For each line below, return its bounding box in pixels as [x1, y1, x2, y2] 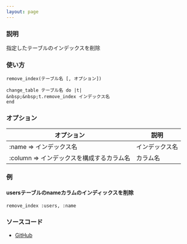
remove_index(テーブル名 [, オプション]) [6, 76, 102, 82]
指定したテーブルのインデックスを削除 [6, 44, 101, 51]
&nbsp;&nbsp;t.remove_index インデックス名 [6, 94, 110, 100]
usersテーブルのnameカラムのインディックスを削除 [6, 189, 134, 196]
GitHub [14, 231, 33, 239]
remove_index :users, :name [6, 203, 77, 209]
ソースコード [6, 218, 43, 226]
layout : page [6, 8, 39, 15]
